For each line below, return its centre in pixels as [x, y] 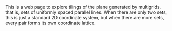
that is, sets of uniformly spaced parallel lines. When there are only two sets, [86, 12]
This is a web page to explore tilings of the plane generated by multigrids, [83, 7]
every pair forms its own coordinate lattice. [51, 23]
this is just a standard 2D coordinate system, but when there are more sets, [85, 18]
